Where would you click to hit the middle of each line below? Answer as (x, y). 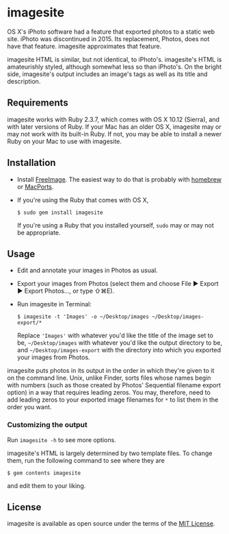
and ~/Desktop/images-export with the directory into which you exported (119, 350)
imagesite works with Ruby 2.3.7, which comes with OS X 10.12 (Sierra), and (113, 119)
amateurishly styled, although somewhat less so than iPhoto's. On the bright (114, 66)
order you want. (29, 407)
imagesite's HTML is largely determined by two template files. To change (110, 453)
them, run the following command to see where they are (86, 460)
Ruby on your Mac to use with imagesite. (64, 141)
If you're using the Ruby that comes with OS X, (83, 199)
